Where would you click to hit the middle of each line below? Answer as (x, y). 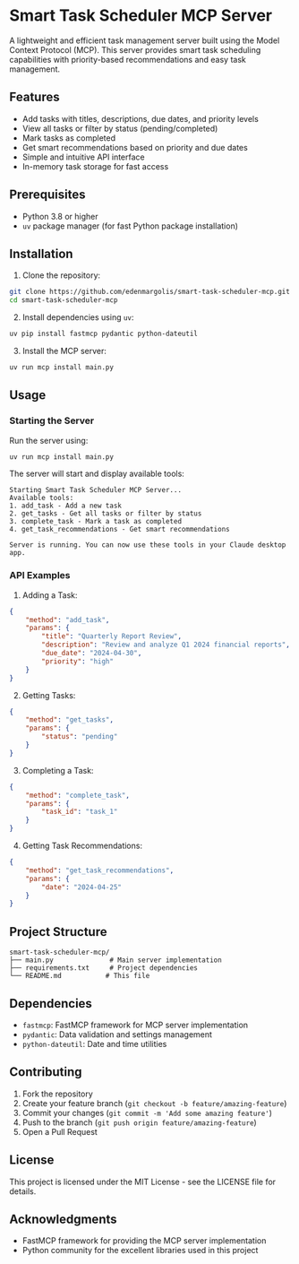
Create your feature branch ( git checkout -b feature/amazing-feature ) (154, 1103)
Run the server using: (49, 440)
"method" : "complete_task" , (77, 795)
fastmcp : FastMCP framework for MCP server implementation (135, 1025)
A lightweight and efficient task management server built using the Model (145, 40)
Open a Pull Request (60, 1131)
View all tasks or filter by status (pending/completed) (120, 128)
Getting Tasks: (49, 695)
